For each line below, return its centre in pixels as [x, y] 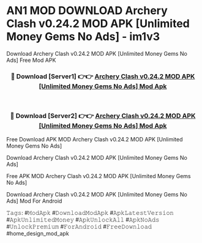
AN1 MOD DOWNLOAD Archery [87, 11]
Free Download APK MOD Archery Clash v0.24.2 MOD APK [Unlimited [95, 139]
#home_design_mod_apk [38, 233]
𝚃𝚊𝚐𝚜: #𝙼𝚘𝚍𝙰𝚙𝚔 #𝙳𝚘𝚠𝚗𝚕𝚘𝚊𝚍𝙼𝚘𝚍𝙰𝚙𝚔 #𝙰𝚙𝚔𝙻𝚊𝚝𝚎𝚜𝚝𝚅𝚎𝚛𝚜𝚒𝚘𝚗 [90, 212]
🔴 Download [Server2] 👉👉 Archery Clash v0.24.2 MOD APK [103, 116]
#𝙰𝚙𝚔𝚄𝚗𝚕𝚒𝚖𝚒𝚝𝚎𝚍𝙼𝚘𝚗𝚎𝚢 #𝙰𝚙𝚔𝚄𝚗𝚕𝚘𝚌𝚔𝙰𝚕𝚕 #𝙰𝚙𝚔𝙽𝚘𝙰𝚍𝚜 [83, 219]
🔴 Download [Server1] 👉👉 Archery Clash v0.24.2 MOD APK [103, 76]
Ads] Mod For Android [34, 201]
